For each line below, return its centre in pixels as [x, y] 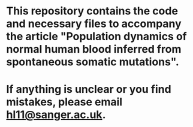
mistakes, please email [64, 102]
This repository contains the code [92, 11]
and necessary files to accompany [94, 24]
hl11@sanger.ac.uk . [56, 115]
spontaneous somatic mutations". [93, 62]
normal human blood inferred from [94, 49]
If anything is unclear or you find [89, 90]
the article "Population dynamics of [96, 37]
